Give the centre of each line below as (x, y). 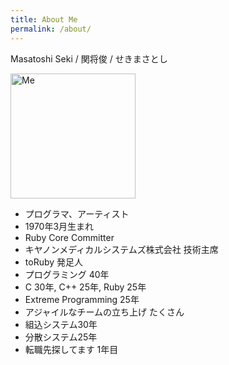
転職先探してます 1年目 (71, 349)
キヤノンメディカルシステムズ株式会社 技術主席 (121, 249)
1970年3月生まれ (59, 226)
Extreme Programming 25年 (82, 299)
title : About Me (44, 19)
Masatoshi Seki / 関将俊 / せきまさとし (89, 58)
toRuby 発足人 (54, 262)
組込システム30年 (61, 324)
